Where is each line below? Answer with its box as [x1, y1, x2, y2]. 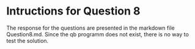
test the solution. [6, 37, 49, 44]
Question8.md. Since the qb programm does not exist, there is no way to [6, 30, 189, 38]
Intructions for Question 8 [6, 4, 141, 18]
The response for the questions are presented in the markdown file [6, 24, 175, 31]
